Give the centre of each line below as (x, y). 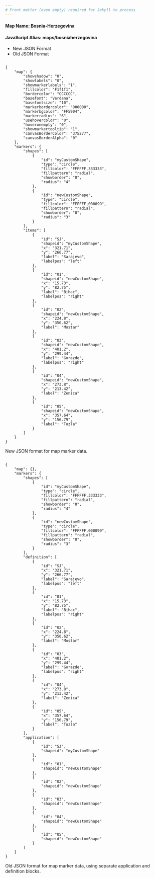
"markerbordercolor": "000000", (57, 107)
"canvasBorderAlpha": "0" (50, 138)
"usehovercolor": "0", (47, 121)
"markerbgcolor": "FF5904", (52, 112)
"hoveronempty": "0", (46, 125)
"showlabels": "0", (44, 81)
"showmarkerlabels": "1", (50, 85)
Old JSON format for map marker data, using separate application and (78, 866)
